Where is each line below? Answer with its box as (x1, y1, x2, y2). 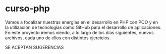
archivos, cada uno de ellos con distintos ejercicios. (5, 35, 111, 41)
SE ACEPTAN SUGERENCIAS (5, 44, 64, 50)
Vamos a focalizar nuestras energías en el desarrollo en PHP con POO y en (5, 19, 158, 25)
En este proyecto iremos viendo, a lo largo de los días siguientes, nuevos (5, 29, 154, 35)
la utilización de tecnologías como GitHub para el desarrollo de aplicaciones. (5, 24, 162, 30)
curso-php (5, 3, 50, 14)
